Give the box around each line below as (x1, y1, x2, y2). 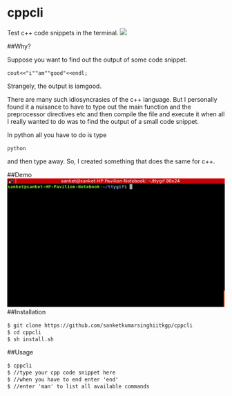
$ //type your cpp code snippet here (7, 369, 116, 376)
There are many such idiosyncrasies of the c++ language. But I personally (7, 95, 217, 103)
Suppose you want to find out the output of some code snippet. (7, 55, 188, 64)
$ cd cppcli (7, 329, 41, 336)
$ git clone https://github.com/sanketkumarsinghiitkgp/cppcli (7, 322, 193, 329)
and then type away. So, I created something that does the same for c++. (7, 157, 215, 165)
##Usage (7, 348, 34, 356)
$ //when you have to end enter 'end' (7, 376, 119, 383)
